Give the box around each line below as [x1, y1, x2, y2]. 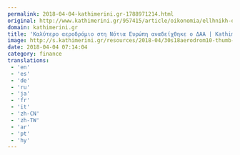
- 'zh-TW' [10, 116, 40, 124]
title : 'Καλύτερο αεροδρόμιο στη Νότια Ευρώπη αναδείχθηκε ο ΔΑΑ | [7, 30, 213, 38]
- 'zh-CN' [10, 110, 40, 117]
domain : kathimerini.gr [7, 24, 79, 31]
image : [7, 37, 27, 44]
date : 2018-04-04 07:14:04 [7, 44, 88, 51]
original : [7, 17, 37, 24]
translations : [7, 57, 50, 64]
